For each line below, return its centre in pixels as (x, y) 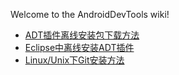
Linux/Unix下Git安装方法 (74, 60)
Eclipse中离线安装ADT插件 (79, 47)
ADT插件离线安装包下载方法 (82, 35)
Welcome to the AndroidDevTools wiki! (90, 14)
